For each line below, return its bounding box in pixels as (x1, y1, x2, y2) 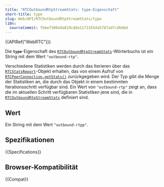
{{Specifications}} (5, 149, 42, 155)
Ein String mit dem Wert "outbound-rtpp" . (5, 121, 88, 128)
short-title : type (5, 12, 43, 17)
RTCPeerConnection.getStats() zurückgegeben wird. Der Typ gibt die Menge (5, 74, 160, 80)
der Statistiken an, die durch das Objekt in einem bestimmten (5, 79, 128, 85)
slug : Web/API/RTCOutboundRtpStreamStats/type (5, 16, 102, 21)
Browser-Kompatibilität (5, 163, 78, 172)
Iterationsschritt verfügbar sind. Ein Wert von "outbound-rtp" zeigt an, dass (5, 84, 157, 90)
